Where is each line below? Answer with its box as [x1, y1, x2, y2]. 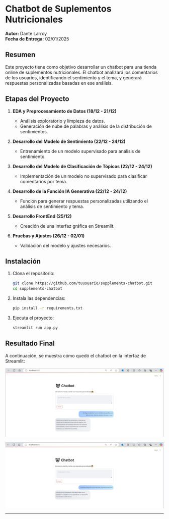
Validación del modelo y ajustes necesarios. [20, 242, 111, 248]
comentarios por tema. [20, 178, 67, 184]
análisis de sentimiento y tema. [20, 203, 84, 210]
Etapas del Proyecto [5, 94, 69, 103]
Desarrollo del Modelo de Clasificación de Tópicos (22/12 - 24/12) [12, 163, 152, 169]
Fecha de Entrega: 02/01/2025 [5, 36, 69, 42]
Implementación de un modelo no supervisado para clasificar [20, 173, 147, 179]
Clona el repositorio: [12, 271, 55, 277]
